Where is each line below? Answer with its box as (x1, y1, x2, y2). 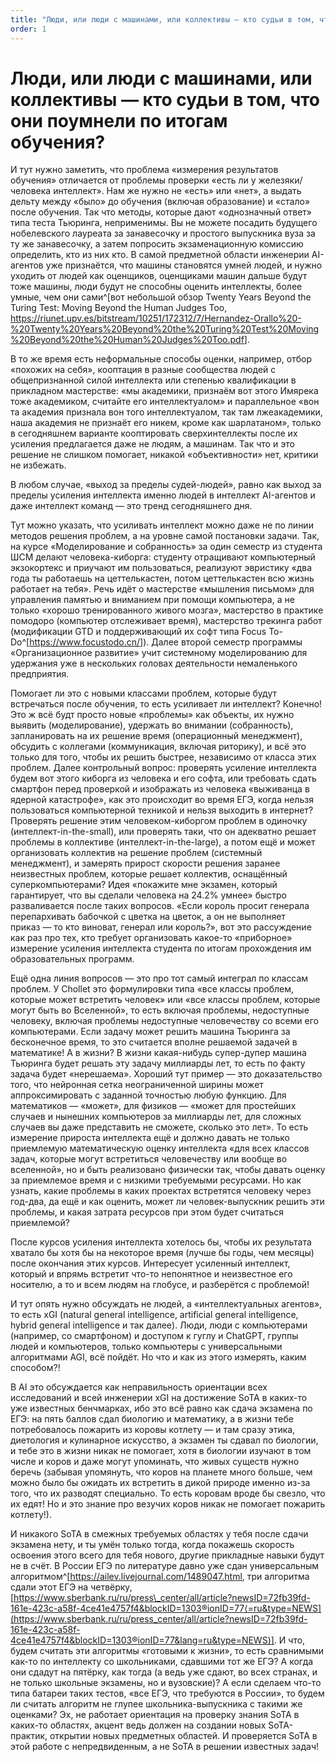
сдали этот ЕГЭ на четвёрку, (10, 1581, 133, 1593)
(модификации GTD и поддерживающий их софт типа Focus (10, 626, 267, 638)
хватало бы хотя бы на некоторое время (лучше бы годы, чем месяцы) (10, 1247, 315, 1259)
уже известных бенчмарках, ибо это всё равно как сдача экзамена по (10, 1402, 313, 1415)
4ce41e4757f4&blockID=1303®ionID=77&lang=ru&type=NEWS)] (10, 1634, 275, 1646)
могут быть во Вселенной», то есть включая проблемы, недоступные (10, 1004, 310, 1016)
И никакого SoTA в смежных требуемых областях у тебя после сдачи (10, 1528, 309, 1540)
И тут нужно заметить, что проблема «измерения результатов (10, 164, 279, 176)
